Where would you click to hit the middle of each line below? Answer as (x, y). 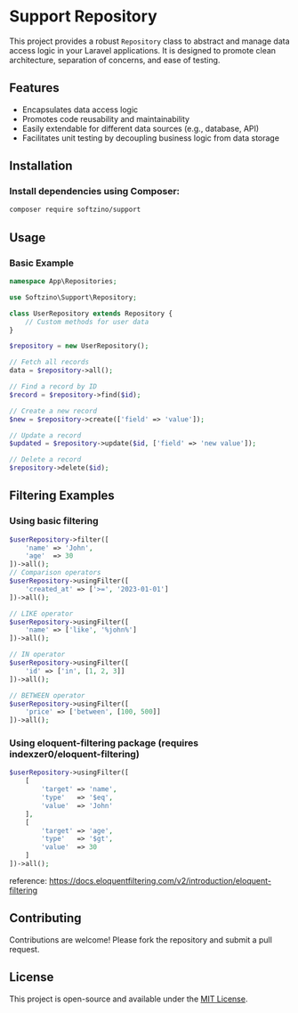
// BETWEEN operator (48, 695)
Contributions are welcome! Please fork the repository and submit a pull (141, 939)
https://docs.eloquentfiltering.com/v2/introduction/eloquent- (160, 880)
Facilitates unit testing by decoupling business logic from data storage (151, 138)
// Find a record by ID (53, 387)
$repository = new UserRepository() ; (79, 346)
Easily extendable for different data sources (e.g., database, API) (141, 128)
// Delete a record (45, 460)
